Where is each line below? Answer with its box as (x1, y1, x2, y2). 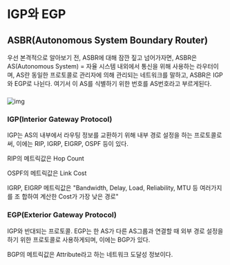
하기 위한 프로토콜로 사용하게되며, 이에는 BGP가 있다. (7, 235, 151, 244)
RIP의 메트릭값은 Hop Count (7, 154, 84, 163)
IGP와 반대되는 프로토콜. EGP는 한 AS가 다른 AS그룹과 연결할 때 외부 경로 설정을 (7, 226, 224, 235)
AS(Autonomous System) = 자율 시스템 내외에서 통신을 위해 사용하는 (7, 62, 195, 70)
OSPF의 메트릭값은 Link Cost (7, 169, 87, 177)
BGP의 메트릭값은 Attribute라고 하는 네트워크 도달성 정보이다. (7, 250, 173, 258)
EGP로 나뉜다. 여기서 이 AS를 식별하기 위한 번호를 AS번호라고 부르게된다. (14, 80, 212, 87)
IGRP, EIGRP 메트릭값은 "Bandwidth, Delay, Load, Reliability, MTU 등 (7, 184, 198, 192)
